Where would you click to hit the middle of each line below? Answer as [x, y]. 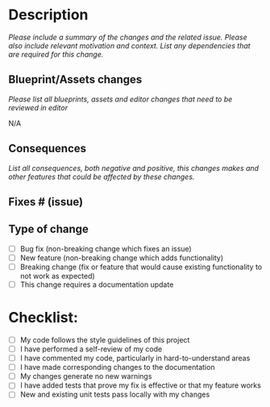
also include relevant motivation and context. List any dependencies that [130, 45]
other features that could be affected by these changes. [102, 177]
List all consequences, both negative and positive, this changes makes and [134, 168]
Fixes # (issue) [46, 202]
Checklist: [44, 318]
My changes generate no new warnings [86, 376]
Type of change [48, 229]
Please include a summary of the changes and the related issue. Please [128, 37]
